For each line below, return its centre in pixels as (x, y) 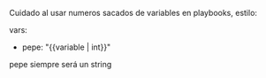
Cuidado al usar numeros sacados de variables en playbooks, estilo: (133, 13)
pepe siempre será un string (61, 64)
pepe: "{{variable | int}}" (66, 47)
